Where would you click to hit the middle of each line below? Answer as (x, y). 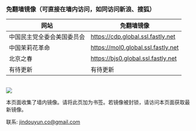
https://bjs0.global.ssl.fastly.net (134, 58)
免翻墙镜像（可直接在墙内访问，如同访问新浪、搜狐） (81, 9)
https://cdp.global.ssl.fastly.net (133, 37)
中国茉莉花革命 (30, 48)
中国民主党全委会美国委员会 (47, 37)
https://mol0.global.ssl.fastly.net (135, 48)
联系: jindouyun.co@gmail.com (43, 122)
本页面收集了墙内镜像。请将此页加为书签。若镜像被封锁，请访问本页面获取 (95, 102)
